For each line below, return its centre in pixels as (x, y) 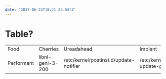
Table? (19, 34)
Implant (148, 49)
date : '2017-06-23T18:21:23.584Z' (41, 10)
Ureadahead (78, 49)
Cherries (49, 49)
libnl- (45, 57)
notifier (72, 66)
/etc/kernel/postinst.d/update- (99, 60)
